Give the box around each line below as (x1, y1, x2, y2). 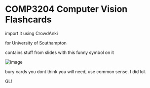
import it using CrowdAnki (5, 30, 58, 36)
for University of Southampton (5, 40, 67, 45)
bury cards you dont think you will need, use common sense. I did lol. (5, 68, 147, 75)
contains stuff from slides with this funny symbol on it (5, 49, 114, 55)
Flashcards (5, 14, 52, 25)
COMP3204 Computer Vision (5, 3, 128, 15)
